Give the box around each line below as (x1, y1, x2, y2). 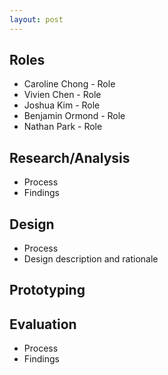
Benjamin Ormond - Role (23, 110, 126, 122)
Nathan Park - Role (23, 121, 103, 133)
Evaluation (9, 316, 77, 333)
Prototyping (9, 282, 86, 299)
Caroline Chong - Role (23, 78, 116, 90)
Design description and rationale (23, 253, 159, 265)
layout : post (9, 14, 64, 25)
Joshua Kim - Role (23, 99, 101, 111)
